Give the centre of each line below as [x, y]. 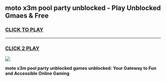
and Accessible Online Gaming [37, 73]
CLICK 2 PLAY [22, 48]
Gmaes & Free [27, 16]
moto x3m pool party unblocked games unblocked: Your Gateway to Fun [81, 68]
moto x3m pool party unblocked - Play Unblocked [83, 8]
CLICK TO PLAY [24, 30]
